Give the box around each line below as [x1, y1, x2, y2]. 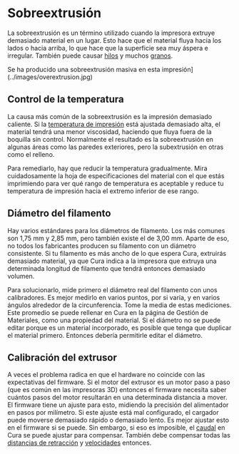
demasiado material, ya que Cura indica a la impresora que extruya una [7, 257, 217, 265]
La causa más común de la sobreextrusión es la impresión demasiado [7, 112, 213, 120]
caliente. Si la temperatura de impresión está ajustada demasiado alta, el [7, 120, 221, 128]
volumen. [7, 272, 35, 280]
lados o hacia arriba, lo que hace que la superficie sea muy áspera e [7, 43, 208, 52]
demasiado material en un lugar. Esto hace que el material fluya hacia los [7, 36, 222, 44]
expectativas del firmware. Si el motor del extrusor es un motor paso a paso [7, 378, 230, 386]
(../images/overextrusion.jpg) [7, 73, 93, 81]
